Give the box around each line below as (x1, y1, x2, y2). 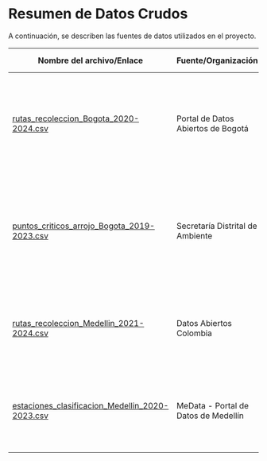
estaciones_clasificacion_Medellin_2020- (12, 400, 169, 411)
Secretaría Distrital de (176, 220, 257, 231)
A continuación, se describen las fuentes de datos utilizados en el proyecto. (8, 31, 257, 41)
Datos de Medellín (176, 410, 245, 421)
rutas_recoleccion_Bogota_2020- (12, 113, 140, 124)
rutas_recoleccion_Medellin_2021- (12, 317, 145, 328)
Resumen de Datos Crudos (8, 5, 188, 23)
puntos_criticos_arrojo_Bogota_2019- (12, 220, 155, 231)
